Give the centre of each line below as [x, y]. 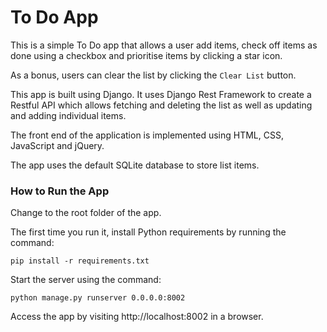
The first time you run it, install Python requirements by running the [148, 232]
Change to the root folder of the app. [86, 213]
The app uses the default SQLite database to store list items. [135, 165]
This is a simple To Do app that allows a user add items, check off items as [164, 45]
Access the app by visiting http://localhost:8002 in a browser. [137, 317]
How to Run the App [60, 191]
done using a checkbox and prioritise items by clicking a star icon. [146, 55]
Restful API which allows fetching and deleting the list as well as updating [161, 105]
